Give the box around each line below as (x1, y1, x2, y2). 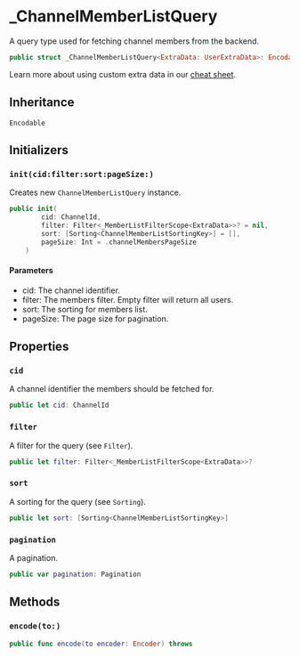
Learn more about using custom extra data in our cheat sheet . (9, 69, 237, 79)
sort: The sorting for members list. (21, 304, 149, 314)
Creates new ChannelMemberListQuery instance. (9, 187, 182, 198)
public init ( (9, 205, 58, 214)
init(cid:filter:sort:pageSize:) (9, 169, 154, 179)
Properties (9, 339, 69, 354)
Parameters (9, 265, 53, 276)
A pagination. (9, 552, 58, 563)
